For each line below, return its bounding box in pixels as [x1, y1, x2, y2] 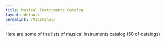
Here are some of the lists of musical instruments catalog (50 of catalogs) [5, 31, 160, 37]
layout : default [5, 12, 40, 17]
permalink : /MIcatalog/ [5, 17, 56, 22]
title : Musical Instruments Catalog [5, 7, 83, 13]
